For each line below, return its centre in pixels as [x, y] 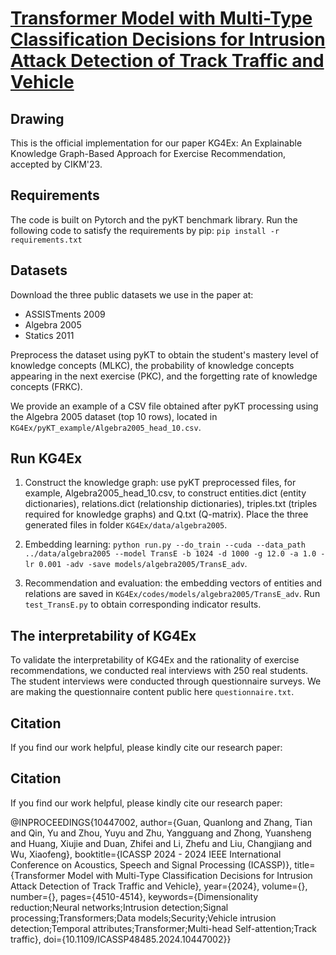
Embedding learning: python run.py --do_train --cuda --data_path [165, 544]
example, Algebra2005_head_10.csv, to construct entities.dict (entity [165, 493]
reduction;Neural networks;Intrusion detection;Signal [119, 907]
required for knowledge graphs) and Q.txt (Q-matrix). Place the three [166, 514]
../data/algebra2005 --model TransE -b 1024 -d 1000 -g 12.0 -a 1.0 [170, 554]
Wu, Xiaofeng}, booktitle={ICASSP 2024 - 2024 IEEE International [146, 854]
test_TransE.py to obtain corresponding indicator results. [143, 604]
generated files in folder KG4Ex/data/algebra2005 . [126, 525]
